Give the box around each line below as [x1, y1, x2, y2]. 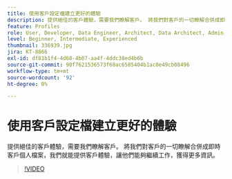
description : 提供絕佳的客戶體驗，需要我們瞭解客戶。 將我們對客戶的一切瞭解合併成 [7, 17, 220, 23]
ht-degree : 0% [7, 81, 48, 87]
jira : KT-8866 [7, 49, 48, 56]
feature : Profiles [7, 23, 60, 30]
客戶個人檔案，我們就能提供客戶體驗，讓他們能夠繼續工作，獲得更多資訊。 [7, 151, 219, 159]
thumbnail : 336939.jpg [7, 42, 72, 49]
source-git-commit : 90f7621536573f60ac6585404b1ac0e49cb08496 [7, 61, 190, 68]
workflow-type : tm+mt [7, 67, 70, 74]
